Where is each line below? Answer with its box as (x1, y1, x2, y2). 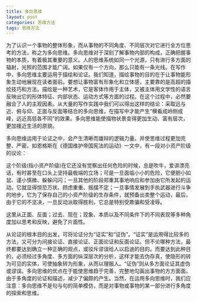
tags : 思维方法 (6, 25, 40, 31)
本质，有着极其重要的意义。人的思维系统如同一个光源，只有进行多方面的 (16, 56, 191, 63)
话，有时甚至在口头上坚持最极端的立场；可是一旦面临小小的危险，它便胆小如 (6, 169, 191, 177)
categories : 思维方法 (6, 19, 56, 25)
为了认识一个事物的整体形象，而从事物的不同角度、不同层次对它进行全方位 (6, 42, 186, 49)
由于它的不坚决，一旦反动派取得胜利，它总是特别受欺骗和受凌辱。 (6, 199, 165, 206)
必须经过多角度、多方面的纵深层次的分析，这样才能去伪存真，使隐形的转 (16, 253, 191, 260)
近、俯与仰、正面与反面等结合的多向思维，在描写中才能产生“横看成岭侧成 (6, 108, 184, 115)
